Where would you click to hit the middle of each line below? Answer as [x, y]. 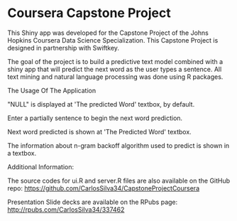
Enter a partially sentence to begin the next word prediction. [95, 118]
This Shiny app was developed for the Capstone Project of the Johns [108, 33]
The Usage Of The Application [52, 90]
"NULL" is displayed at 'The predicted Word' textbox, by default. [101, 104]
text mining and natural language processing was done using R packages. [115, 77]
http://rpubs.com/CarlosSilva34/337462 [66, 209]
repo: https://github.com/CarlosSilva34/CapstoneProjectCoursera [104, 188]
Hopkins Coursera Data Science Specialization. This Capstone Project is [113, 40]
